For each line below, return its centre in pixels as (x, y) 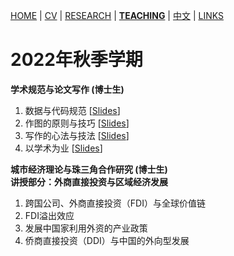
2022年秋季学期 (76, 60)
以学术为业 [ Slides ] (63, 148)
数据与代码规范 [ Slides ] (72, 110)
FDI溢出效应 (49, 215)
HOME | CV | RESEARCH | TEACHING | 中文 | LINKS (117, 15)
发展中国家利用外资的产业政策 (86, 228)
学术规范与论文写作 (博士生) (67, 89)
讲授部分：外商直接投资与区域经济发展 (89, 181)
